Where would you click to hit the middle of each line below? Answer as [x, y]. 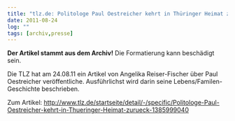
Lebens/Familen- [198, 82]
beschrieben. [60, 89]
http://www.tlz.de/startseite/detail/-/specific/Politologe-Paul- [132, 103]
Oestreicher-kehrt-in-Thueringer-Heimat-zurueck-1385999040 [98, 110]
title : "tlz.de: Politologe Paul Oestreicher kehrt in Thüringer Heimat [115, 14]
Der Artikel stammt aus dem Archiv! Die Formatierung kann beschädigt [111, 53]
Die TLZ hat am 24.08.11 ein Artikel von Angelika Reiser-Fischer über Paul [113, 74]
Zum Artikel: [25, 103]
